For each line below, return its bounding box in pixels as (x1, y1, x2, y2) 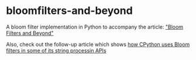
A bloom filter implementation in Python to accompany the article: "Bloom (6, 23, 183, 30)
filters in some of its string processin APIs (6, 47, 106, 54)
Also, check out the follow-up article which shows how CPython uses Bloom (6, 41, 190, 48)
